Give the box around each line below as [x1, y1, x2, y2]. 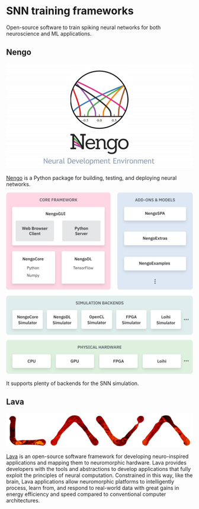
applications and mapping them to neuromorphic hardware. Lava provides [6, 459, 187, 466]
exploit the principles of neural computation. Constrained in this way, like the [6, 472, 193, 479]
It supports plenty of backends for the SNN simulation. [6, 380, 139, 387]
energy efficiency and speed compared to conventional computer [6, 491, 166, 498]
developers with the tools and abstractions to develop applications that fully [6, 466, 191, 473]
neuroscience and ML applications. [6, 30, 92, 37]
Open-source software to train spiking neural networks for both [6, 24, 161, 31]
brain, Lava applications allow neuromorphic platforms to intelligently [6, 478, 175, 485]
